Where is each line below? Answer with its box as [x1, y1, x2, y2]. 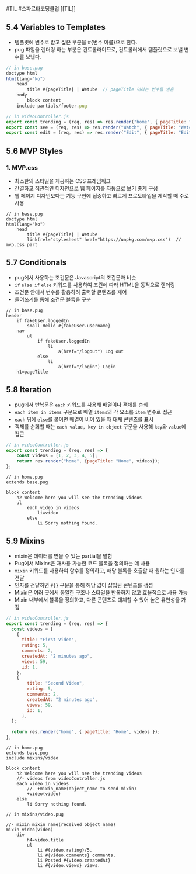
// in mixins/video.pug [6, 811, 64, 817]
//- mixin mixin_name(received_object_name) [6, 822, 116, 828]
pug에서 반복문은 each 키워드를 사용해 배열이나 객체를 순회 [14, 401, 148, 408]
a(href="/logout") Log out [58, 348, 124, 354]
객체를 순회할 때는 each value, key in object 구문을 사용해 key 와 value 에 [14, 423, 187, 430]
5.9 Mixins [6, 536, 45, 546]
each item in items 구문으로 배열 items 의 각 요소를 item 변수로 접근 [14, 408, 172, 415]
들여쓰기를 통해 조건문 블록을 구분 [14, 296, 92, 303]
